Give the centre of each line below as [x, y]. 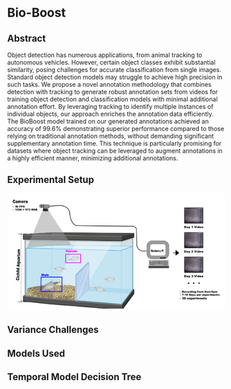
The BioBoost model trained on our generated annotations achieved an [108, 121]
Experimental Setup [51, 180]
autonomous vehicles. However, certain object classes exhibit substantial [111, 62]
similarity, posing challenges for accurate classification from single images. [114, 70]
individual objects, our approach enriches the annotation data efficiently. [111, 114]
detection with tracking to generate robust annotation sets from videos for [113, 92]
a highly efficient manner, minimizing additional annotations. [93, 158]
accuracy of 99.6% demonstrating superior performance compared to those [116, 129]
